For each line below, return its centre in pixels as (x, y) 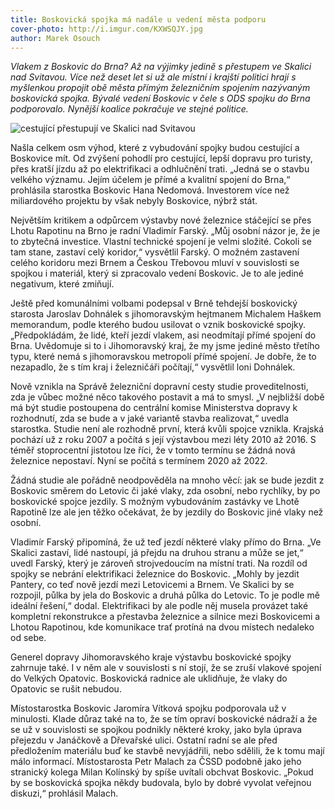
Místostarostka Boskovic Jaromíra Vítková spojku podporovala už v (148, 708)
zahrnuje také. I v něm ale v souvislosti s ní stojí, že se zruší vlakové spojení (166, 668)
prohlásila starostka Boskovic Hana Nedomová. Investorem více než (150, 190)
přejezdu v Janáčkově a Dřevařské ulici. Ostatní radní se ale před (144, 740)
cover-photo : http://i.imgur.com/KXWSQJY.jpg (106, 29)
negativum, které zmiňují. (62, 284)
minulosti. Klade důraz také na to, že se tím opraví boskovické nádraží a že (164, 719)
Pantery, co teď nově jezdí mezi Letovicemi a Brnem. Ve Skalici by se (152, 585)
